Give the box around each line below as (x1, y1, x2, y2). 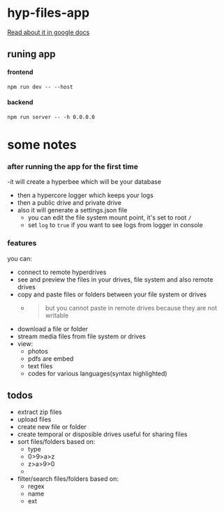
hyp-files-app (7, 5, 90, 21)
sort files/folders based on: (17, 438, 96, 446)
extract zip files (17, 408, 62, 417)
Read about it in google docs (7, 28, 90, 36)
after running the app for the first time (7, 161, 138, 171)
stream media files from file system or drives (17, 332, 147, 340)
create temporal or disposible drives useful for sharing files (17, 430, 188, 438)
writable (45, 311, 69, 319)
